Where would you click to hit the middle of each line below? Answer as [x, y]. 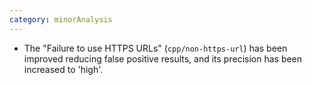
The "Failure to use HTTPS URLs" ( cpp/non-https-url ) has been [155, 48]
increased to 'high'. [63, 69]
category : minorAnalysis [61, 19]
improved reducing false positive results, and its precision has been [163, 58]
